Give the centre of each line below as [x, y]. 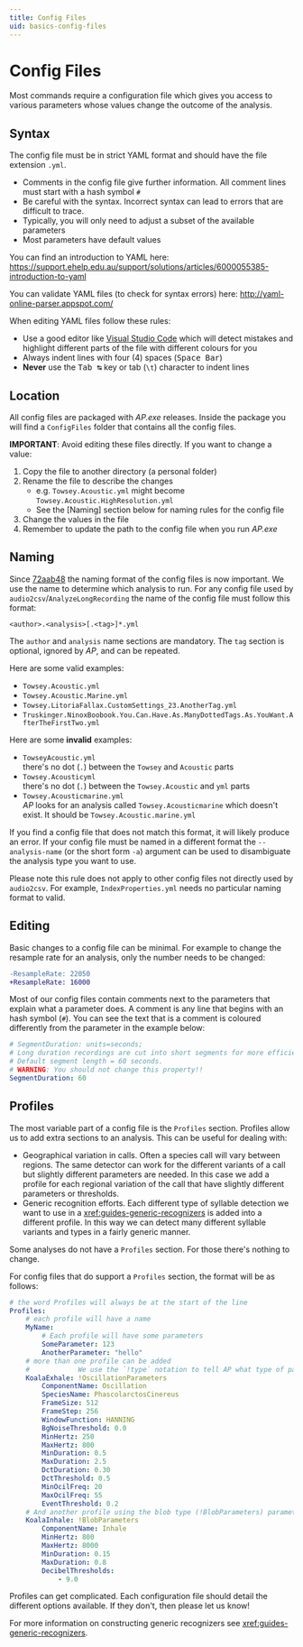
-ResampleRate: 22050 [50, 974]
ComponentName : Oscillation [94, 1386]
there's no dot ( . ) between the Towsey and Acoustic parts [128, 767]
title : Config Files [48, 18]
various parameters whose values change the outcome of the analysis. [141, 106]
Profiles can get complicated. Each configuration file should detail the [139, 1596]
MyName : [40, 1328]
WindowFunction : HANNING [88, 1420]
